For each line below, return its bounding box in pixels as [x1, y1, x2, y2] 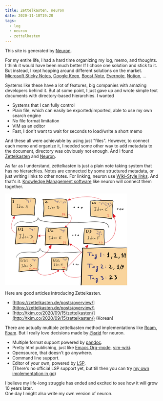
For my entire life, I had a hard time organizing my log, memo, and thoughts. [5, 57, 158, 63]
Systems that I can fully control [12, 102, 75, 108]
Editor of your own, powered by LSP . [12, 360, 86, 366]
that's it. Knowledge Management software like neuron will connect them [5, 179, 152, 184]
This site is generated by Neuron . [5, 48, 72, 53]
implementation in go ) [12, 371, 56, 377]
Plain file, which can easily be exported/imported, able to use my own [12, 108, 152, 113]
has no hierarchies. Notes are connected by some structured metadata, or [5, 168, 154, 174]
